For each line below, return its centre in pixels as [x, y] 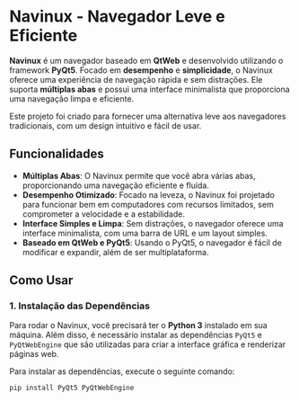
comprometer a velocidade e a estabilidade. [104, 214]
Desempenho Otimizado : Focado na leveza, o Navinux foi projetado [149, 194]
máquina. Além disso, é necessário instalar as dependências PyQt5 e [136, 335]
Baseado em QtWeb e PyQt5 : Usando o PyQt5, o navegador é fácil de [152, 242]
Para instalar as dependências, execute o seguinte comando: [122, 371]
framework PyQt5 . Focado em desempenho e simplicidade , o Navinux [141, 70]
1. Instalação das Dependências [80, 306]
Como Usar [41, 281]
